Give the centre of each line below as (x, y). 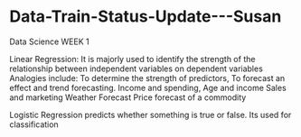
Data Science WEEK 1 (49, 41)
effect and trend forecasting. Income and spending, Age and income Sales (148, 87)
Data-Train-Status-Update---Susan (146, 17)
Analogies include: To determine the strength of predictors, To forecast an (147, 78)
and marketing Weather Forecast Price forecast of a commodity (128, 97)
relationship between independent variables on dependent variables (136, 68)
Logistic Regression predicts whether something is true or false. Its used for (150, 114)
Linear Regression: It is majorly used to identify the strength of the (132, 59)
